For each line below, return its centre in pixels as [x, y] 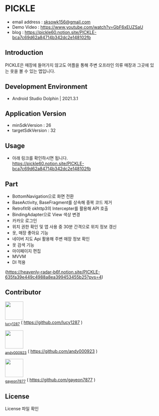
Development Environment [46, 87]
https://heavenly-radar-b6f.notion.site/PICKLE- [53, 272]
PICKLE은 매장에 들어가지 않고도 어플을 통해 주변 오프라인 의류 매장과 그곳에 [77, 65]
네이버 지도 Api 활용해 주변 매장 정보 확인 [51, 239]
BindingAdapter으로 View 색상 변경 [46, 215]
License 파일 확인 [22, 409]
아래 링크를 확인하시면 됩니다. [40, 158]
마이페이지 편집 [26, 251]
